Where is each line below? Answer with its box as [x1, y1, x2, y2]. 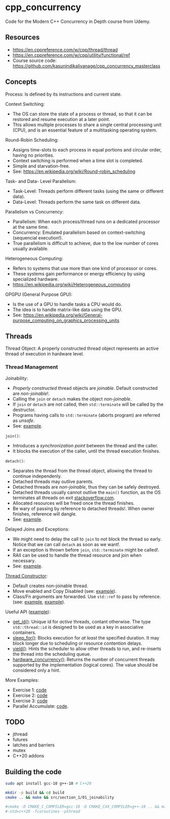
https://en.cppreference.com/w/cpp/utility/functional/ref [12, 52, 131, 58]
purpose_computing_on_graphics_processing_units [12, 317, 120, 323]
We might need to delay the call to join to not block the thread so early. [12, 536, 162, 542]
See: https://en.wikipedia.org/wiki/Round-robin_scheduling [12, 168, 136, 174]
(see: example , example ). [12, 599, 66, 605]
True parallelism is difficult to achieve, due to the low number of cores [12, 240, 158, 246]
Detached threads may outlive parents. [12, 478, 94, 484]
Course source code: [12, 57, 57, 64]
